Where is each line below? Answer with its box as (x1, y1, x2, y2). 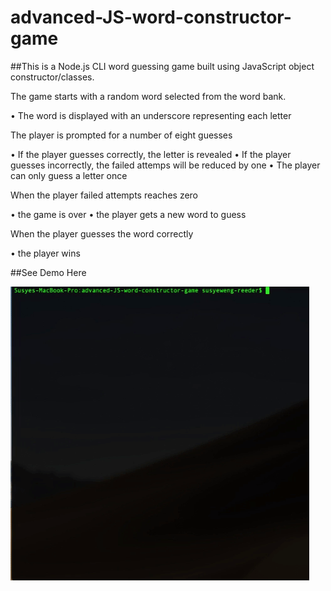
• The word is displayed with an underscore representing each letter (10, 109, 292, 121)
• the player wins (10, 247, 81, 259)
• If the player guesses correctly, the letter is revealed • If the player (10, 148, 292, 160)
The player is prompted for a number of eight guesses (10, 129, 233, 141)
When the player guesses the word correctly (10, 227, 194, 240)
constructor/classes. (10, 71, 95, 83)
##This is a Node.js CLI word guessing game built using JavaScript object (10, 60, 315, 72)
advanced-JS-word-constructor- (10, 6, 292, 29)
